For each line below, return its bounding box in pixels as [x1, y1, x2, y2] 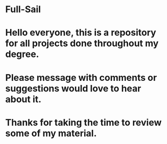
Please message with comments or [5, 72, 157, 83]
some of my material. [5, 127, 97, 139]
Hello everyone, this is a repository [5, 27, 157, 39]
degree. [5, 48, 39, 60]
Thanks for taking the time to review [5, 117, 162, 128]
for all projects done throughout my [5, 38, 159, 49]
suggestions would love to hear [5, 82, 141, 94]
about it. [5, 93, 42, 105]
